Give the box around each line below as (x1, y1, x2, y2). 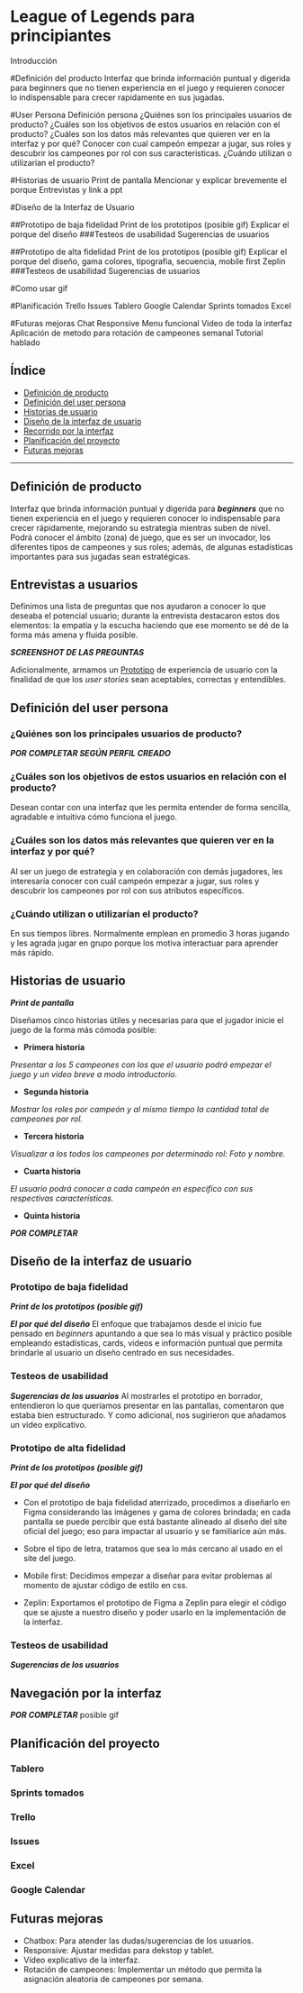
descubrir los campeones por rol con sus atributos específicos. (10, 885, 245, 896)
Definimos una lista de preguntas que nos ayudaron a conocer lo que (10, 601, 266, 612)
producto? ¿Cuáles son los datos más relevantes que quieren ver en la (10, 128, 271, 139)
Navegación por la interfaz (10, 1686, 163, 1701)
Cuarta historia (22, 1166, 82, 1176)
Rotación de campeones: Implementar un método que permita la (22, 1963, 263, 1975)
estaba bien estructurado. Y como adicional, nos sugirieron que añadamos (10, 1409, 287, 1421)
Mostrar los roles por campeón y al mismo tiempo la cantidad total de (10, 1103, 270, 1114)
